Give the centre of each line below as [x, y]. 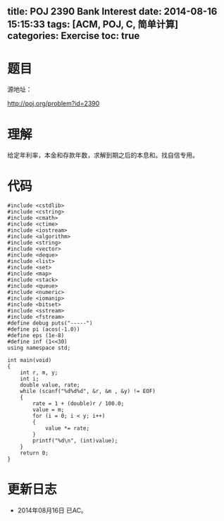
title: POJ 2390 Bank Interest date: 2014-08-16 [112, 12]
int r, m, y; [39, 373]
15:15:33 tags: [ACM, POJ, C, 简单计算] [93, 24]
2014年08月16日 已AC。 [52, 510]
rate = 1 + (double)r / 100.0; [79, 404]
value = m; [49, 410]
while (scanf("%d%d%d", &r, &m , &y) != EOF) [88, 392]
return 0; [35, 453]
